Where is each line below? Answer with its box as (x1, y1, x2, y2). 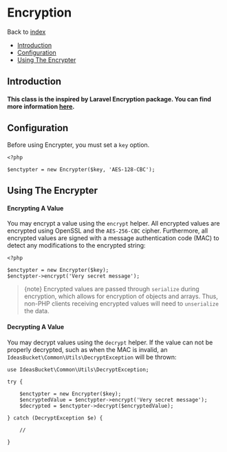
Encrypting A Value (7, 204, 64, 212)
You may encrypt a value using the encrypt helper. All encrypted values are (7, 219, 220, 228)
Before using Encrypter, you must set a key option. (7, 140, 150, 149)
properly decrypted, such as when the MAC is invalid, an (7, 345, 168, 353)
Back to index (7, 28, 46, 36)
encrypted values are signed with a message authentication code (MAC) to (7, 234, 219, 242)
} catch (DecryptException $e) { (7, 414, 103, 422)
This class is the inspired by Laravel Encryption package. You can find (7, 95, 212, 103)
